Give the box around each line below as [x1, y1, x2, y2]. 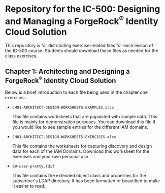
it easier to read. [12, 183, 46, 189]
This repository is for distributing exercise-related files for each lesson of [5, 43, 154, 49]
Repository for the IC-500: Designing [5, 3, 160, 15]
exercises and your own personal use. [12, 154, 90, 160]
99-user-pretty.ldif [12, 164, 55, 169]
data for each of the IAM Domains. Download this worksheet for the [12, 148, 150, 154]
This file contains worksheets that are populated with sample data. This [12, 114, 158, 120]
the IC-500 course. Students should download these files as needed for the [5, 48, 159, 54]
